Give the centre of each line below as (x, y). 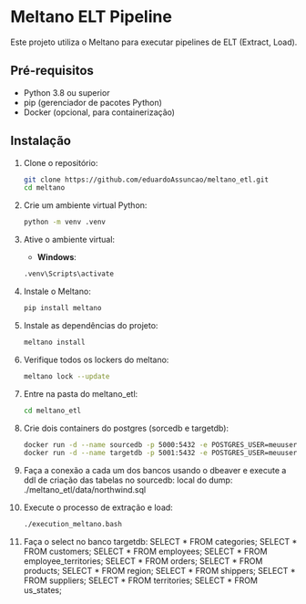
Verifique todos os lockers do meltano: (96, 359)
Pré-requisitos (52, 71)
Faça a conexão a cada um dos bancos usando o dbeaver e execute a (155, 471)
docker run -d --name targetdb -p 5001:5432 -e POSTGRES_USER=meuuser (160, 453)
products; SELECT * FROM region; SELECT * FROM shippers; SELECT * (159, 571)
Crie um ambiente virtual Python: (85, 205)
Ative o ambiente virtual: (69, 240)
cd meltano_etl (52, 411)
